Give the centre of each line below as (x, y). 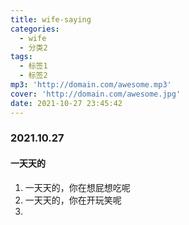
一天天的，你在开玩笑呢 (73, 200)
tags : (21, 57)
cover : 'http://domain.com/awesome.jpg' (96, 94)
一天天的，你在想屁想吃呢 (77, 187)
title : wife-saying (51, 19)
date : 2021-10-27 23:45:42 (66, 103)
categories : (35, 29)
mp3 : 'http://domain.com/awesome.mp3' (91, 85)
